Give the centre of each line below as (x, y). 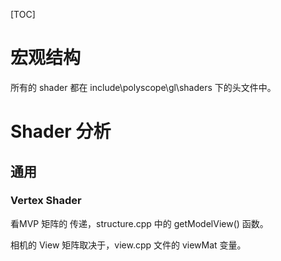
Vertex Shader (46, 201)
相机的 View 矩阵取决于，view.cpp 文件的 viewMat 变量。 (128, 245)
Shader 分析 (61, 131)
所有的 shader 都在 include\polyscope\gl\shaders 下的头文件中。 (143, 87)
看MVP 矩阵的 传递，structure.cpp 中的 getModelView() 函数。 (139, 223)
